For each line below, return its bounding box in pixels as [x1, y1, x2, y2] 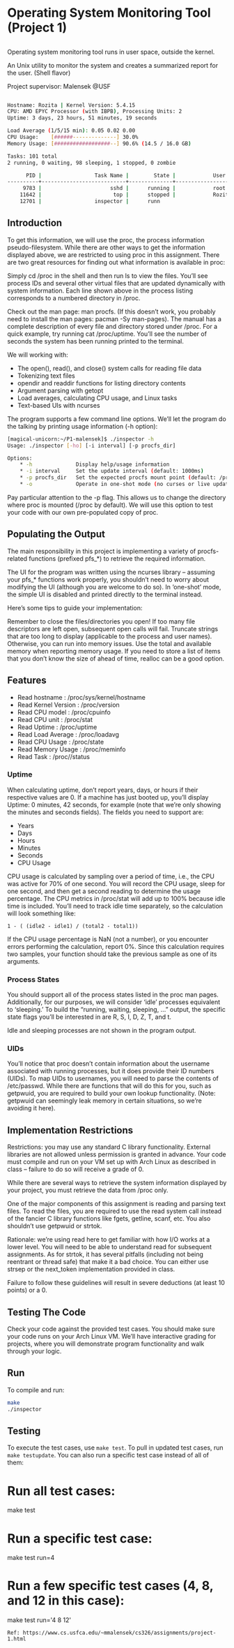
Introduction [7, 217, 63, 229]
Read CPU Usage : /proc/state [17, 737, 104, 746]
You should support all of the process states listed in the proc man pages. [7, 990, 219, 999]
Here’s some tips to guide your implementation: [7, 603, 143, 612]
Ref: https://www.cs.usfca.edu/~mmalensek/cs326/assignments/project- [7, 1629, 217, 1637]
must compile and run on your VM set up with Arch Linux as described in [7, 1158, 217, 1166]
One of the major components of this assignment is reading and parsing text [7, 1200, 226, 1208]
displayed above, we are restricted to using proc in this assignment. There [7, 250, 220, 259]
